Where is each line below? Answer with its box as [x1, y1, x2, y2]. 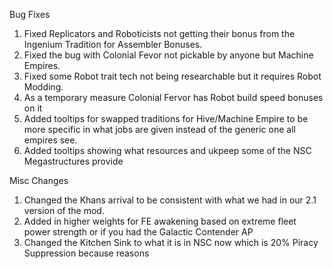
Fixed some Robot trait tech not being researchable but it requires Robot [23, 70, 322, 82]
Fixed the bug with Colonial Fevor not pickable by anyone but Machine [23, 49, 314, 61]
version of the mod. [23, 205, 105, 216]
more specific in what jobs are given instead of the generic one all [23, 124, 296, 135]
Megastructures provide [23, 155, 124, 167]
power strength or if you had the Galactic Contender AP [23, 226, 254, 238]
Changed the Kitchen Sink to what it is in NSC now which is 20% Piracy [23, 237, 319, 248]
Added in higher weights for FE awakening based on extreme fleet [23, 215, 297, 227]
